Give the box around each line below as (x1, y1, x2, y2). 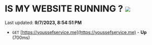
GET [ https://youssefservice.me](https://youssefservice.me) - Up (12, 29, 147, 35)
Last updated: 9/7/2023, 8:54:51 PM (5, 19, 82, 25)
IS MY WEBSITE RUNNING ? (5, 3, 124, 14)
